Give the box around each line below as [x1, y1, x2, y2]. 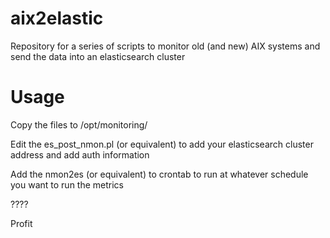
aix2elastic [10, 7, 104, 30]
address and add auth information [10, 148, 150, 161]
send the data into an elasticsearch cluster [10, 50, 186, 62]
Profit [10, 217, 33, 229]
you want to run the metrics [10, 178, 124, 191]
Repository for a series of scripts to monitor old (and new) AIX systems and [10, 40, 321, 52]
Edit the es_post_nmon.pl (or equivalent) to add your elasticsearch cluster [10, 138, 314, 150]
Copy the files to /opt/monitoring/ [10, 118, 148, 131]
